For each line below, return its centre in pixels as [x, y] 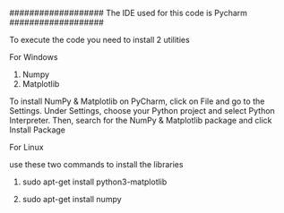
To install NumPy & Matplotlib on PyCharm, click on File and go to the [137, 101]
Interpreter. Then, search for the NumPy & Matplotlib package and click [141, 120]
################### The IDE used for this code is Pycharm [129, 13]
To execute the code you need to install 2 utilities [99, 40]
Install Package [37, 130]
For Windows [34, 57]
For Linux [26, 147]
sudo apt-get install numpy [72, 199]
